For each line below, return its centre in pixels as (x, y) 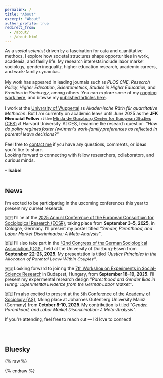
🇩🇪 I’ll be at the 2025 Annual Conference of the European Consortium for (79, 217)
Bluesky (18, 349)
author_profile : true (27, 23)
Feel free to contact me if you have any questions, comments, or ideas (76, 144)
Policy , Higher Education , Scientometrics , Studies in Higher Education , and (80, 87)
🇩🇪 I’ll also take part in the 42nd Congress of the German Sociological (76, 243)
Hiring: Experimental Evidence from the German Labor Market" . (69, 284)
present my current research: (34, 208)
